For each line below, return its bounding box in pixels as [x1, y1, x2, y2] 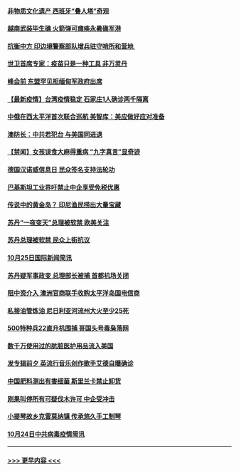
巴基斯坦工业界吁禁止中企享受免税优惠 [7, 182, 119, 192]
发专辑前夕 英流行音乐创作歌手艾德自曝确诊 [7, 359, 134, 368]
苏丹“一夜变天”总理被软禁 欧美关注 [7, 218, 110, 227]
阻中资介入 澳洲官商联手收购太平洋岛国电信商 [7, 289, 140, 297]
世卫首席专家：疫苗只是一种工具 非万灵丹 [7, 59, 128, 68]
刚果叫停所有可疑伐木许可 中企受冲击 [7, 394, 115, 403]
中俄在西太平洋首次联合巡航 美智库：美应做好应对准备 [7, 113, 165, 121]
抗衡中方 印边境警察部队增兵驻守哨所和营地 [7, 41, 134, 50]
